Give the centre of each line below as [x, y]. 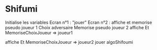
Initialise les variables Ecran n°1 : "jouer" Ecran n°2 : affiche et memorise [79, 22]
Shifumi [21, 9]
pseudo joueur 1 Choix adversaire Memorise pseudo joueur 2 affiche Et [77, 27]
